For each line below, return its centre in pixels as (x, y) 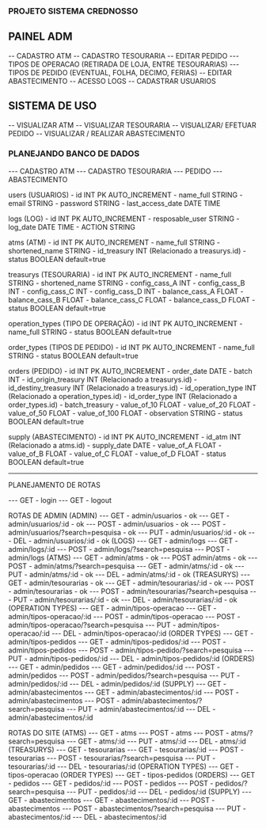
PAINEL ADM (40, 37)
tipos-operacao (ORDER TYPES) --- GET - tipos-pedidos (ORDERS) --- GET (132, 774)
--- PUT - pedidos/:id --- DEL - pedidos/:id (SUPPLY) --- (159, 791)
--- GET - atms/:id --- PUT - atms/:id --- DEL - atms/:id (156, 741)
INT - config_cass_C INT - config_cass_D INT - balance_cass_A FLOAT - (126, 291)
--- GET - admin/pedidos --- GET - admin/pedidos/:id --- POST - (114, 667)
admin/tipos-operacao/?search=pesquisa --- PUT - (92, 625)
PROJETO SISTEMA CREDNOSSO (73, 11)
